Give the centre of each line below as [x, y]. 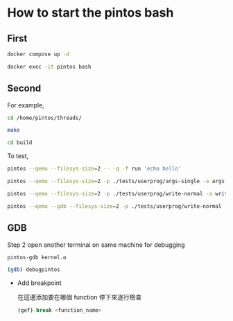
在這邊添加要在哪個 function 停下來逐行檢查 [79, 297]
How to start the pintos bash [90, 13]
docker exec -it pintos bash [49, 67]
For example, [26, 105]
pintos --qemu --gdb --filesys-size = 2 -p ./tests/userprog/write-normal [114, 206]
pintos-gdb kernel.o [37, 257]
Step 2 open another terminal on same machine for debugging [96, 245]
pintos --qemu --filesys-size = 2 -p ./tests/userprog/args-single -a [108, 182]
